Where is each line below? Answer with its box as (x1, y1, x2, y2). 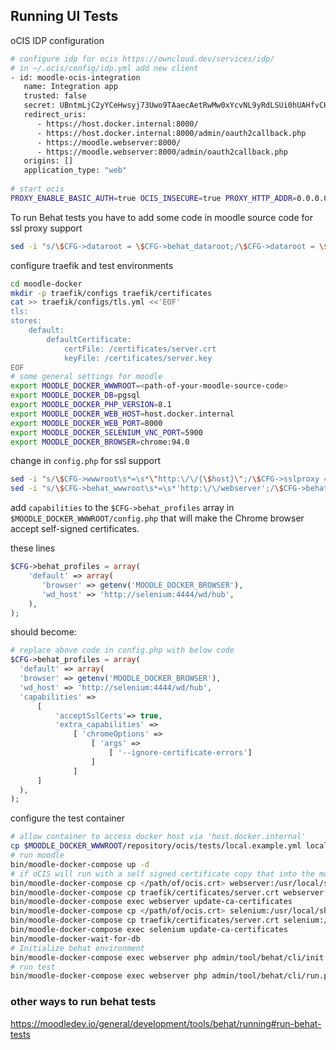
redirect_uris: (23, 110, 87, 120)
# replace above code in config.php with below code (10, 645, 235, 656)
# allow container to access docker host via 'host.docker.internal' (10, 832, 307, 842)
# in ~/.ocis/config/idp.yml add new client (10, 63, 199, 73)
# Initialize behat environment (10, 943, 145, 953)
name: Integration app (23, 82, 118, 92)
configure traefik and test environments (10, 259, 174, 271)
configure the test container (10, 812, 125, 824)
